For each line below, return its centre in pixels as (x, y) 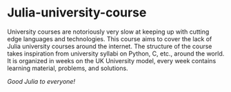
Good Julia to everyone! (41, 81)
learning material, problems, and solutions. (68, 68)
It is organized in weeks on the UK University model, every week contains (112, 60)
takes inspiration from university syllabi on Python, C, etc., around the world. (116, 54)
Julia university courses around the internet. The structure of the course (110, 46)
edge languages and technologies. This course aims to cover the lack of (110, 38)
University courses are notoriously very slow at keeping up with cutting (108, 32)
